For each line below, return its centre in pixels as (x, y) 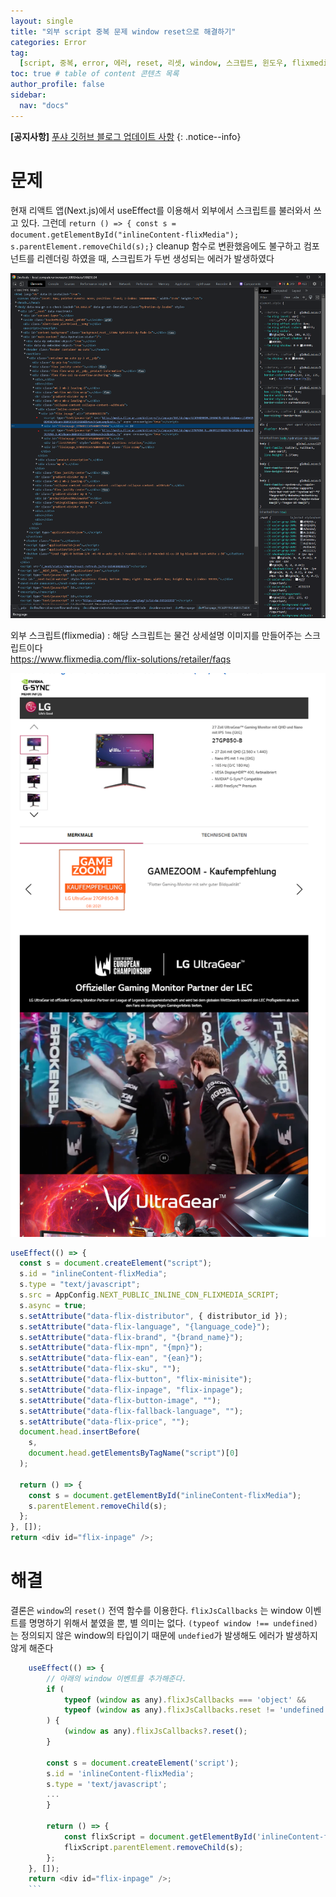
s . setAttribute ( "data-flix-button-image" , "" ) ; (120, 1400)
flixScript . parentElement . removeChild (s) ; (153, 1847)
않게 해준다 (32, 1647)
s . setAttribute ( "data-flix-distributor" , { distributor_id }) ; (153, 1316)
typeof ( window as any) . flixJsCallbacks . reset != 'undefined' (196, 1710)
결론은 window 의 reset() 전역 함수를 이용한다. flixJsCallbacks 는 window (156, 1610)
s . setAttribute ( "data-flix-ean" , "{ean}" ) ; (111, 1358)
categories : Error (48, 42)
